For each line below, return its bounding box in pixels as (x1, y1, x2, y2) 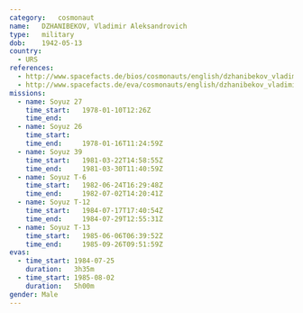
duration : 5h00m (25, 281, 95, 290)
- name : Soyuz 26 (17, 123, 83, 132)
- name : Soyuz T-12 (17, 198, 91, 207)
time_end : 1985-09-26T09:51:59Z (25, 240, 164, 249)
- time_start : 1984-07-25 (17, 256, 115, 266)
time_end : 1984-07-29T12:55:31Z (25, 214, 164, 224)
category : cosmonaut (9, 13, 95, 23)
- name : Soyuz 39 (17, 147, 83, 156)
